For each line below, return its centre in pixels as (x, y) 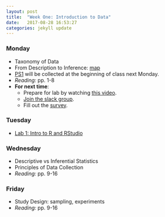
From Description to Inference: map (57, 68)
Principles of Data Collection (49, 168)
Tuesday (19, 120)
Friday (15, 189)
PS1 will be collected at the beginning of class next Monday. (87, 74)
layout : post (22, 11)
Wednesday (23, 148)
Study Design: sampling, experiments (60, 202)
